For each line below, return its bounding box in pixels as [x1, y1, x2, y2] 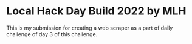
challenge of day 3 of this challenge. [6, 30, 98, 37]
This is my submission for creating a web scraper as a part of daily [6, 24, 173, 31]
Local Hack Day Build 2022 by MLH [6, 4, 187, 18]
